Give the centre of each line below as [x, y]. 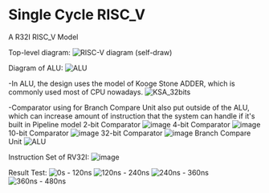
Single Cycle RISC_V [77, 15]
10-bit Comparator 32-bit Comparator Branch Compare [130, 133]
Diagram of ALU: [36, 68]
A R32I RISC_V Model [43, 37]
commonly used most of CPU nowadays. [76, 92]
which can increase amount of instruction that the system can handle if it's [132, 116]
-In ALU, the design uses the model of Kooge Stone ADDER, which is [122, 83]
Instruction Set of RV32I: [49, 157]
